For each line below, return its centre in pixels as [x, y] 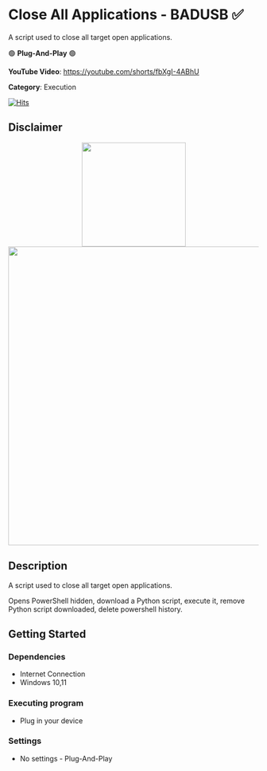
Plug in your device [51, 720]
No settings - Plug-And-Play [66, 758]
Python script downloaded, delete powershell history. [95, 609]
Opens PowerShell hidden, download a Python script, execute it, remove [126, 601]
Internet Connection [52, 674]
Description [38, 566]
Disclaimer [35, 128]
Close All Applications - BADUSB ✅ [126, 15]
